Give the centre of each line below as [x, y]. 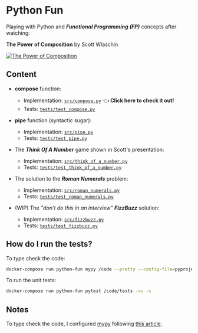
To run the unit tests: [31, 280]
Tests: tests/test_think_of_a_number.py [72, 167]
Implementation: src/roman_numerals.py [71, 190]
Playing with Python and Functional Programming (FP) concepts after [91, 27]
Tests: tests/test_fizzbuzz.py [61, 226]
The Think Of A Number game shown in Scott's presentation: [89, 149]
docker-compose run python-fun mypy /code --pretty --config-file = [91, 269]
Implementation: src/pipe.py [58, 132]
